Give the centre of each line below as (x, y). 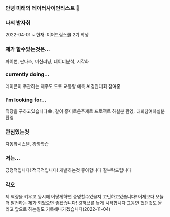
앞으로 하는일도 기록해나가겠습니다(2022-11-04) (62, 209)
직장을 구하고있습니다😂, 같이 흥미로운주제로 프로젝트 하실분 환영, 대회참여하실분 (85, 111)
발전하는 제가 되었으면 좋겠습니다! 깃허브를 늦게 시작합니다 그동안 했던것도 (84, 203)
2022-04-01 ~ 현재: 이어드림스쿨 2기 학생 (47, 35)
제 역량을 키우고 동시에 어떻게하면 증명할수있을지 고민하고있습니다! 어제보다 (80, 197)
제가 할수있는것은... (28, 49)
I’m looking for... (26, 100)
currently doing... (27, 74)
